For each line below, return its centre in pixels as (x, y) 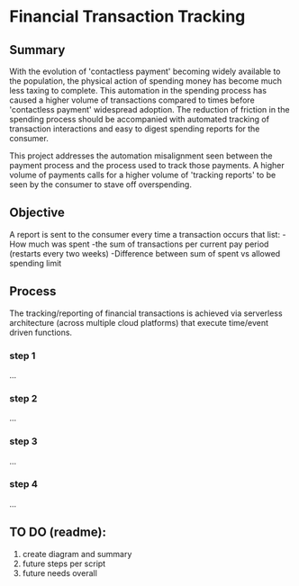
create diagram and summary (77, 554)
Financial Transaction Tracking (127, 17)
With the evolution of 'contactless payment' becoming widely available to (145, 71)
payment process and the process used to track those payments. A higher (147, 165)
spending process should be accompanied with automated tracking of (140, 119)
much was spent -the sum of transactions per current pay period (149, 244)
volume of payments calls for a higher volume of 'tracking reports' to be (143, 175)
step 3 (23, 441)
